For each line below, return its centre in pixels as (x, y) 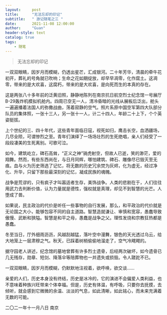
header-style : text (25, 33)
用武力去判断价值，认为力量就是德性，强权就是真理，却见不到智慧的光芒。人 (83, 189)
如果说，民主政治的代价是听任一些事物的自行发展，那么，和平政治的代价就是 (83, 205)
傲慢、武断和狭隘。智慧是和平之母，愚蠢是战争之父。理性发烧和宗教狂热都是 (83, 218)
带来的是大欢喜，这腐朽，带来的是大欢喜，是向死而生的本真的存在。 (83, 84)
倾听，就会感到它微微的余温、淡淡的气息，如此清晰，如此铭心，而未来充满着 (83, 291)
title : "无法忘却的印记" (34, 14)
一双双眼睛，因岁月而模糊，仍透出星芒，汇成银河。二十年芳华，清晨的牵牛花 (83, 72)
